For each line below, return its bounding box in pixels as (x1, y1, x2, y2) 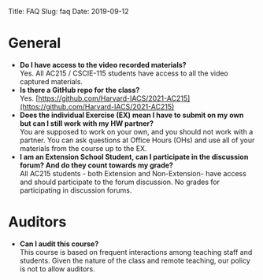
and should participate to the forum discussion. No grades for (19, 177, 220, 186)
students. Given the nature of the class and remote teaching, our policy (19, 256, 250, 265)
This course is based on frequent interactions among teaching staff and (19, 247, 253, 256)
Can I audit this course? (19, 239, 99, 249)
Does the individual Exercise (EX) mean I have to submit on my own (19, 110, 244, 120)
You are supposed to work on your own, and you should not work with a (19, 127, 254, 136)
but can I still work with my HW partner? (19, 118, 154, 128)
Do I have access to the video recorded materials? (19, 60, 187, 69)
